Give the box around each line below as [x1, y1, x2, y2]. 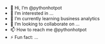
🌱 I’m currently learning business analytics [10, 16, 100, 21]
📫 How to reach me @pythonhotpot [10, 27, 87, 32]
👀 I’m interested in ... [10, 10, 54, 16]
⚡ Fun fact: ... [10, 34, 38, 40]
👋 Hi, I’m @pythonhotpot [10, 5, 62, 11]
